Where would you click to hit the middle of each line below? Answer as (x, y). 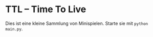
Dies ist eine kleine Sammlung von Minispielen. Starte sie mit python (77, 23)
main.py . (14, 28)
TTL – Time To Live (46, 9)
